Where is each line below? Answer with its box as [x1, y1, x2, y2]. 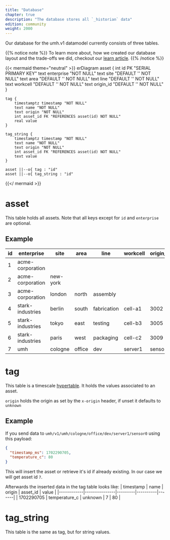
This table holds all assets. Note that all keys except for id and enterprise [5, 215, 159, 221]
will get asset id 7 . [5, 474, 43, 480]
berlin [50, 305, 64, 312]
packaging [93, 334, 118, 341]
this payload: [5, 435, 32, 441]
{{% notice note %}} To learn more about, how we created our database [5, 50, 156, 56]
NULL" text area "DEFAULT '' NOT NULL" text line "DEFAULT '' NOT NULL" [5, 76, 159, 82]
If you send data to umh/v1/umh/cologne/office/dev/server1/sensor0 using [5, 430, 160, 436]
